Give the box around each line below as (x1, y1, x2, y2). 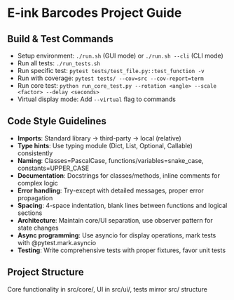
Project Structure (7, 266, 84, 278)
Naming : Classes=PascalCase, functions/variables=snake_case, (17, 156, 204, 164)
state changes (17, 223, 59, 232)
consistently (17, 149, 53, 157)
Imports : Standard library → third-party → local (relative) (17, 133, 182, 142)
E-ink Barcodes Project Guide (7, 5, 182, 21)
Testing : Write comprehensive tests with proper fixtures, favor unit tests (17, 246, 226, 254)
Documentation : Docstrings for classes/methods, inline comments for (17, 171, 221, 180)
